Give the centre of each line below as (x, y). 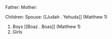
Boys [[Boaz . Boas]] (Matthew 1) (46, 26)
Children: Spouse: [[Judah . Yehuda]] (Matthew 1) (57, 17)
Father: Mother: (21, 7)
